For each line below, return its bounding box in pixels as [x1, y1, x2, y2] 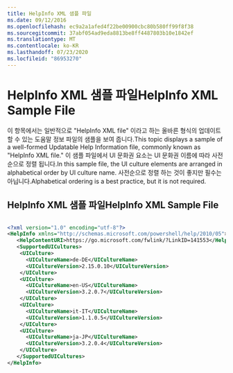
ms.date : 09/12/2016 [7, 17, 67, 24]
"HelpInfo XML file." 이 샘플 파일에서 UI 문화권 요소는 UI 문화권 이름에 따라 [7, 150, 210, 159]
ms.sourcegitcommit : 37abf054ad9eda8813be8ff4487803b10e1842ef [7, 29, 194, 37]
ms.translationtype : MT [7, 36, 76, 43]
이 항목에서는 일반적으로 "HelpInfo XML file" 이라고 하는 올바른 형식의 [7, 126, 198, 135]
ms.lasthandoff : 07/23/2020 [7, 49, 89, 56]
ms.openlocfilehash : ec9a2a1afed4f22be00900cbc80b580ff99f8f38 [7, 23, 194, 30]
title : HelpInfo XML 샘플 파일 [7, 10, 92, 17]
